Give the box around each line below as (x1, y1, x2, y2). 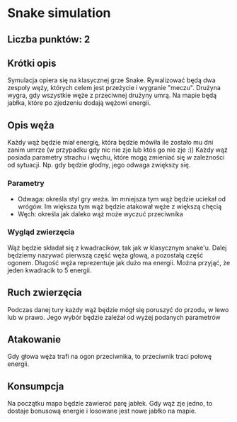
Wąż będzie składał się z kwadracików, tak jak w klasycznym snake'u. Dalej (7, 243, 227, 252)
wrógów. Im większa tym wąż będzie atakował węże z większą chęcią (17, 202, 222, 211)
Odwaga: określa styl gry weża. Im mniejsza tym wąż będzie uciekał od (17, 194, 226, 203)
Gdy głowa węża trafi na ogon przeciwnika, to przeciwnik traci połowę (7, 352, 212, 361)
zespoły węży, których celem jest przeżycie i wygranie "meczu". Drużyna (7, 84, 221, 92)
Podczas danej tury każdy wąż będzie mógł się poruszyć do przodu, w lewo (7, 305, 229, 313)
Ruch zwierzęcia (7, 287, 83, 299)
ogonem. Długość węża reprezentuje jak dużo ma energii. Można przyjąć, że (7, 258, 231, 267)
